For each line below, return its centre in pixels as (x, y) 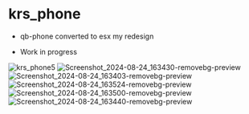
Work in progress (49, 51)
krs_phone (45, 14)
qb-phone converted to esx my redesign (87, 36)
